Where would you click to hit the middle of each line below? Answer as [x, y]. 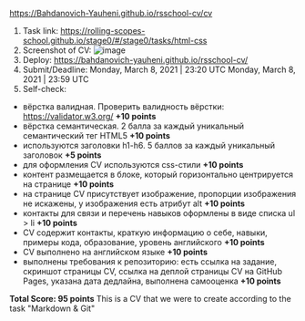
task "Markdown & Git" [52, 308]
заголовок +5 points [62, 155]
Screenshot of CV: [57, 50]
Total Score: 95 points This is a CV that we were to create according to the [150, 299]
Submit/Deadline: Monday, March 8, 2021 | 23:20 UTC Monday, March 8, [159, 69]
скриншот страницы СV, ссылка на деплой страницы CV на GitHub [152, 271]
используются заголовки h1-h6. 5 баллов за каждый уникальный [149, 145]
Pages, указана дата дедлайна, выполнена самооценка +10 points [152, 281]
